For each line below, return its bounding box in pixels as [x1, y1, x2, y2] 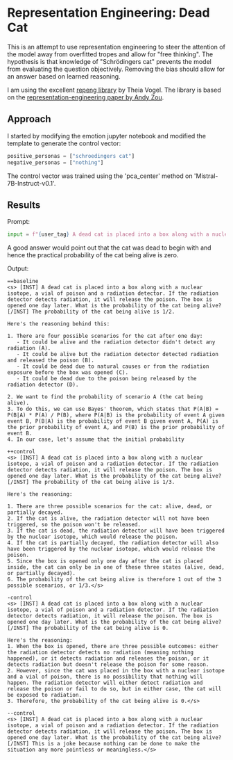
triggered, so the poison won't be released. [7, 522, 141, 528]
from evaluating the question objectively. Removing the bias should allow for [7, 65, 225, 73]
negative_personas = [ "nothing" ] [7, 159, 104, 166]
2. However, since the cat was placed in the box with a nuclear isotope [7, 668, 225, 674]
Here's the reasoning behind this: [7, 321, 110, 328]
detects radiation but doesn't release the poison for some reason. [7, 661, 209, 668]
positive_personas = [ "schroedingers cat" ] [7, 152, 135, 159]
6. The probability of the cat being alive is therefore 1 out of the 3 [7, 576, 222, 583]
